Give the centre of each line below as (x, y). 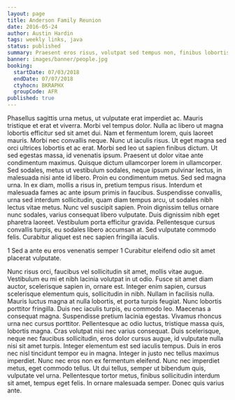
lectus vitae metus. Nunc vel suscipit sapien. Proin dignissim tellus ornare (113, 207)
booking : (20, 66)
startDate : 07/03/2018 (47, 72)
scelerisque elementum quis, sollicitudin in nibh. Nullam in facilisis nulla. (111, 294)
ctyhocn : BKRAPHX (39, 85)
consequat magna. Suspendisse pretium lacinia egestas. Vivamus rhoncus (114, 316)
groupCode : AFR (36, 92)
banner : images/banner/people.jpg (58, 59)
